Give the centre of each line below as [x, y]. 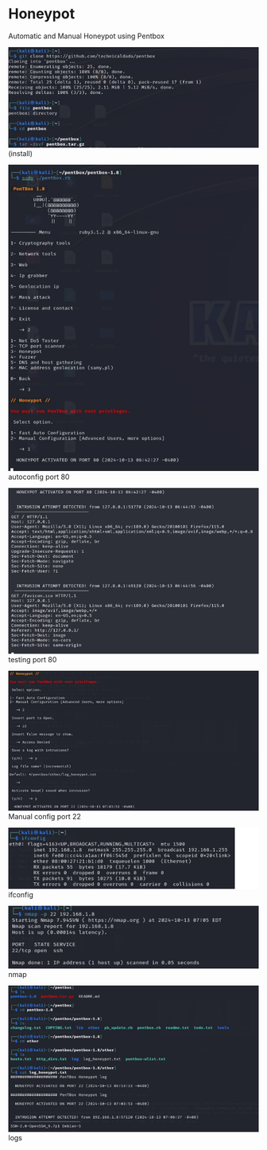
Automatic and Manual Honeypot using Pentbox [87, 36]
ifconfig [21, 895]
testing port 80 [33, 660]
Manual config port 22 [45, 816]
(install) [21, 153]
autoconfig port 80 [39, 477]
